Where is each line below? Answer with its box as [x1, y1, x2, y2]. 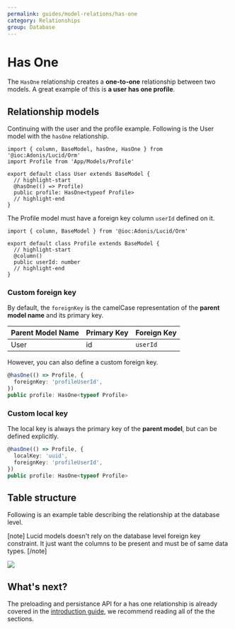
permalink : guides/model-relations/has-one [7, 10, 138, 18]
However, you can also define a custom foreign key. [7, 358, 159, 367]
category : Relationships [7, 17, 81, 24]
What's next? [7, 581, 68, 593]
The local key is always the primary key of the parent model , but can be [7, 425, 217, 433]
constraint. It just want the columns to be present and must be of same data [7, 540, 229, 548]
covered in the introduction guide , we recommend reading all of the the [7, 607, 215, 616]
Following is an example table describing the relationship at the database [7, 511, 220, 519]
